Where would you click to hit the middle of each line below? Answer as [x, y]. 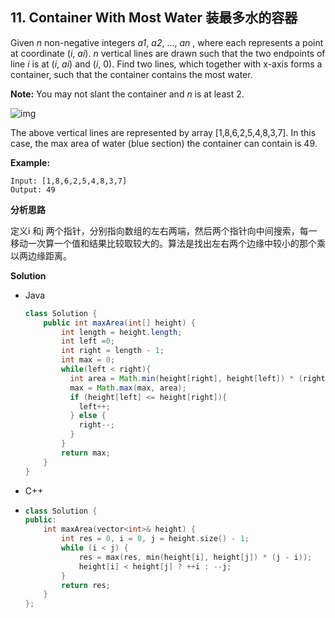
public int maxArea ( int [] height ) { [119, 323]
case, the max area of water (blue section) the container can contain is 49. [164, 143]
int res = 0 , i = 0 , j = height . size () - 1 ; [155, 539]
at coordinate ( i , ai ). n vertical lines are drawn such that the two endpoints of [168, 53]
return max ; [86, 453]
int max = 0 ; [88, 360]
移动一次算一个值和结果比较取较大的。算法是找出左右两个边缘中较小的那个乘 [168, 243]
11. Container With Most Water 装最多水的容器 [154, 18]
